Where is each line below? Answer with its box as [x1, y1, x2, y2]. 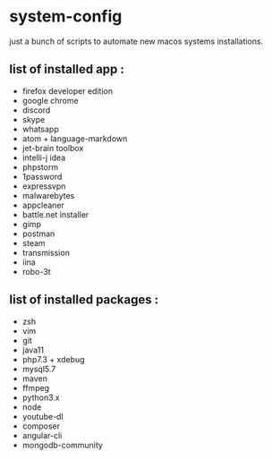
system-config [9, 6, 123, 27]
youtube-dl [21, 411, 64, 421]
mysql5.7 [21, 363, 56, 374]
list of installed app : [9, 62, 125, 77]
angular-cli [21, 429, 63, 440]
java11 [21, 344, 45, 355]
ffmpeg [21, 382, 50, 393]
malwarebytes [21, 190, 75, 200]
